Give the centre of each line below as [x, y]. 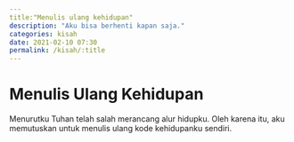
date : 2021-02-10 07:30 [53, 42]
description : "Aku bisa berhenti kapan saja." [97, 26]
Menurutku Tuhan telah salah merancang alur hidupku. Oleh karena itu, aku [147, 119]
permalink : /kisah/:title [57, 51]
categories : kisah [43, 34]
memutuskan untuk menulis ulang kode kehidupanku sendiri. [121, 129]
